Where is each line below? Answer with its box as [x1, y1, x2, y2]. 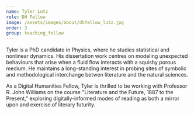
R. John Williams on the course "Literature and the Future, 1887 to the [6, 89, 174, 96]
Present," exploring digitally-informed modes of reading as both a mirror [6, 95, 180, 102]
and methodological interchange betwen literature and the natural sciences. [6, 71, 189, 78]
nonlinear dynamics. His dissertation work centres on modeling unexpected [6, 53, 188, 60]
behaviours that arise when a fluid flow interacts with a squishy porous [6, 59, 176, 66]
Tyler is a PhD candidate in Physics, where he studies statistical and [6, 46, 169, 53]
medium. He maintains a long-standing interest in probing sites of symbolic [6, 65, 187, 72]
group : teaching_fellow [6, 30, 64, 36]
